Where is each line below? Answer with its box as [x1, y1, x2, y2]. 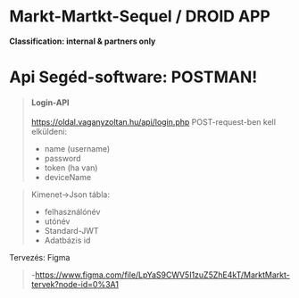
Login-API [30, 96, 70, 108]
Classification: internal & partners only [9, 36, 156, 46]
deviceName [44, 172, 92, 183]
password [44, 153, 82, 164]
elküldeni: [30, 127, 68, 137]
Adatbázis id [44, 235, 91, 246]
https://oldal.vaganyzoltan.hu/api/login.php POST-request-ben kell [30, 117, 277, 128]
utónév [44, 216, 71, 227]
